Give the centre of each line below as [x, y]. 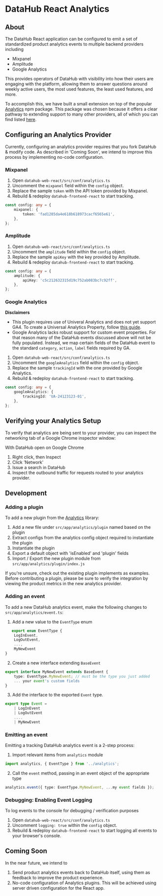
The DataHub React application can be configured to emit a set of [71, 39]
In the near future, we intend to [36, 863]
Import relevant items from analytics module [58, 755]
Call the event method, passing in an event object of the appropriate [81, 773]
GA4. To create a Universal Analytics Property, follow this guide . [77, 327]
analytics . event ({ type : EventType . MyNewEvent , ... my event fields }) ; [80, 787]
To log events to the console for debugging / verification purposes [72, 811]
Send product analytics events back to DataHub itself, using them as [81, 872]
